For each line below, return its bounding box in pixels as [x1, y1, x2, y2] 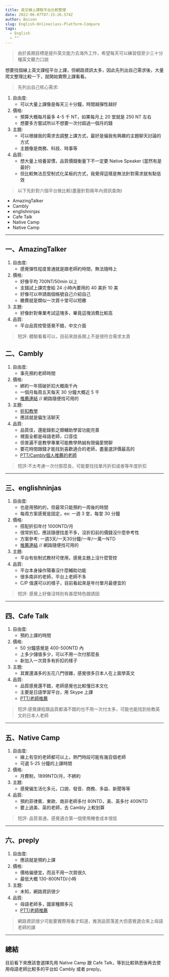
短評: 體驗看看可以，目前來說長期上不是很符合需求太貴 [17, 333, 131, 339]
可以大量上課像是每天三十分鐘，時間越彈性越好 [20, 101, 117, 107]
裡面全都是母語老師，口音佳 [20, 433, 78, 439]
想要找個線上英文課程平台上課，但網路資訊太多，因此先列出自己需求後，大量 [5, 67, 164, 73]
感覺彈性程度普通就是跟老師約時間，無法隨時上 [20, 265, 117, 272]
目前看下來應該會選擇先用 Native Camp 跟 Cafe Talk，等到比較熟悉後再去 [5, 959, 157, 965]
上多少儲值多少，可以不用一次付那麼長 [20, 652, 100, 658]
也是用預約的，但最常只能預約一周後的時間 [20, 504, 109, 510]
